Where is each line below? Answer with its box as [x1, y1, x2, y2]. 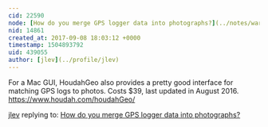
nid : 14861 [8, 26, 45, 34]
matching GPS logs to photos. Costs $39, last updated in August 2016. [8, 86, 239, 95]
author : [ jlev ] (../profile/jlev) [8, 56, 120, 64]
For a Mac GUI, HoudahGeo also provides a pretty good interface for [8, 77, 234, 87]
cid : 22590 [8, 11, 45, 20]
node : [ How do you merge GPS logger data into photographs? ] [8, 19, 216, 27]
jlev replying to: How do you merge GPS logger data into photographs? [8, 110, 241, 119]
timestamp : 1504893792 [8, 41, 84, 49]
